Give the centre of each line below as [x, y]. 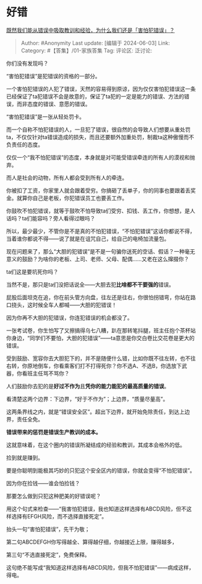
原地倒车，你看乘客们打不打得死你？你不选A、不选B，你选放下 [104, 365]
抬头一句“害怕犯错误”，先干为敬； [48, 529]
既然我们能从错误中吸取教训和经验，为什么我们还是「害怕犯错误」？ [90, 30]
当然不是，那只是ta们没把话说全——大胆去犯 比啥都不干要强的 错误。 [90, 284]
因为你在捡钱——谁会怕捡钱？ [43, 483]
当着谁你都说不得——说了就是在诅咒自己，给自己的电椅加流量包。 [88, 238]
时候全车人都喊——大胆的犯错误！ [75, 305]
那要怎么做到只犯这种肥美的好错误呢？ [54, 496]
